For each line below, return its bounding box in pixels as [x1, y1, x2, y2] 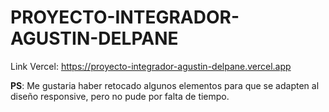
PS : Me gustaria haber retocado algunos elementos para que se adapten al [10, 79, 320, 91]
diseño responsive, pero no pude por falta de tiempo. [10, 90, 230, 102]
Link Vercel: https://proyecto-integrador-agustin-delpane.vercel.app [10, 60, 292, 72]
